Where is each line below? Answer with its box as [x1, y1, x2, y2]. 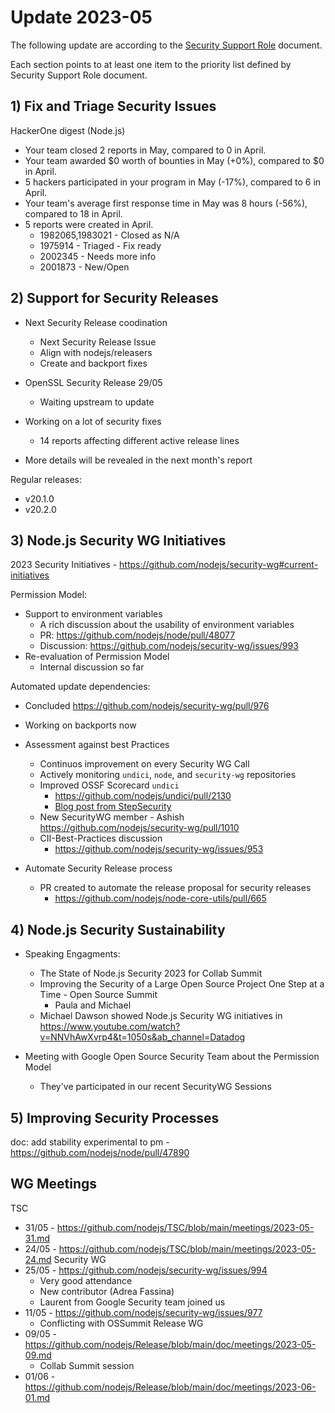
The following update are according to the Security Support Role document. [10, 39, 323, 51]
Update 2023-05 [10, 6, 153, 29]
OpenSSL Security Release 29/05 [24, 376, 163, 388]
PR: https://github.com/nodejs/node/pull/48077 [39, 629, 236, 641]
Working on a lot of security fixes [24, 415, 162, 427]
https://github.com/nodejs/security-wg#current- [119, 559, 319, 571]
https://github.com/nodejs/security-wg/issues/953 [54, 843, 264, 855]
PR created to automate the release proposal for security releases [39, 882, 312, 894]
